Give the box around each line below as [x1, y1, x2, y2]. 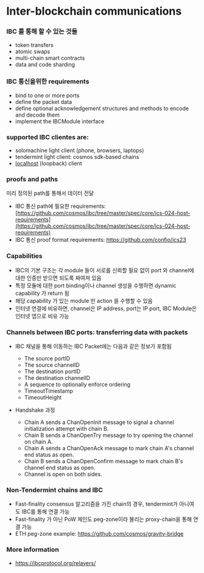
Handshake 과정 [15, 406, 55, 414]
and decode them [15, 111, 60, 119]
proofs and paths [6, 175, 58, 183]
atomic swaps [15, 48, 51, 56]
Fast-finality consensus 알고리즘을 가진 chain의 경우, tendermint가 [15, 500, 178, 508]
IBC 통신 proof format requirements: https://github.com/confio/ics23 [15, 236, 187, 244]
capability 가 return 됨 [15, 289, 70, 297]
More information [6, 546, 59, 554]
